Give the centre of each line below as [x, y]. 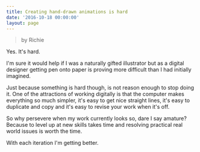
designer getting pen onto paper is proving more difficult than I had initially [99, 70]
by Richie [33, 40]
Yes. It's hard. [23, 52]
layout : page [23, 23]
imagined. [19, 76]
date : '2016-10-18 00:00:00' [43, 17]
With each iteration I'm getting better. [52, 143]
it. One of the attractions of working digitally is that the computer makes [95, 94]
